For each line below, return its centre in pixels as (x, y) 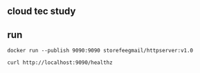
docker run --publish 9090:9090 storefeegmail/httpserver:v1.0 (100, 51)
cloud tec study (42, 11)
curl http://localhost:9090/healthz (60, 63)
